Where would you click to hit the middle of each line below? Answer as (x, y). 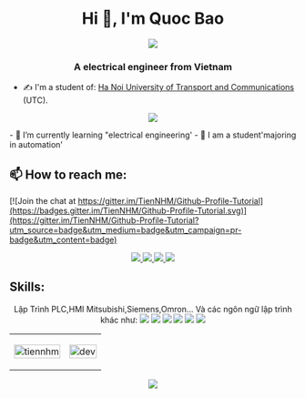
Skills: (27, 287)
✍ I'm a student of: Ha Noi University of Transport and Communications (158, 87)
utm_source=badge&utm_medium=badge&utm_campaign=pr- (126, 230)
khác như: (119, 320)
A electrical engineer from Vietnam (153, 66)
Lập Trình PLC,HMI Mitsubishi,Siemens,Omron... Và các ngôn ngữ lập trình (153, 309)
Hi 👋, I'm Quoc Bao (153, 19)
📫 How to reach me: (68, 174)
